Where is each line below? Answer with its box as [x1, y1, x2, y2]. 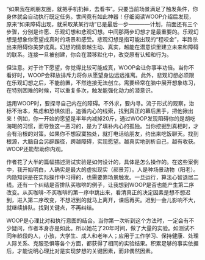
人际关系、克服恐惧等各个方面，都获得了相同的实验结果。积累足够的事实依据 [6, 240, 199, 247]
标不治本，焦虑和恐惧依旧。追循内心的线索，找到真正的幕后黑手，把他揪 [6, 107, 188, 114]
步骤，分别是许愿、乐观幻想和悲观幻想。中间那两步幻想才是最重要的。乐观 [6, 28, 193, 35]
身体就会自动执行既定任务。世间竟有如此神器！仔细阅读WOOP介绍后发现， [6, 13, 195, 20]
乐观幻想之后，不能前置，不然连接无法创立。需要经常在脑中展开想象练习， [11, 79, 199, 86]
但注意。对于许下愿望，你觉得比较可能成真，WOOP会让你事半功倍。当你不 [6, 64, 195, 71]
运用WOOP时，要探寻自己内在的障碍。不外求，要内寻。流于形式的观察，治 [6, 100, 195, 107]
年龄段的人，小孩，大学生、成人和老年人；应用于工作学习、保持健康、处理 [11, 232, 199, 239]
